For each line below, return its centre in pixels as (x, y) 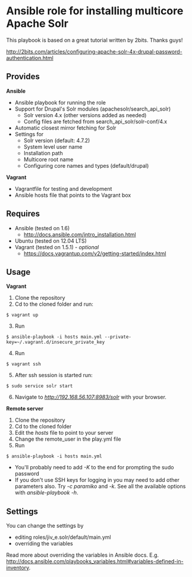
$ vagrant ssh (24, 364)
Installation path (43, 153)
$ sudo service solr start (40, 386)
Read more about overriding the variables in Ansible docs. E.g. (83, 555)
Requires (23, 214)
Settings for (29, 134)
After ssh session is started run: (54, 375)
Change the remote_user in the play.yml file (68, 439)
